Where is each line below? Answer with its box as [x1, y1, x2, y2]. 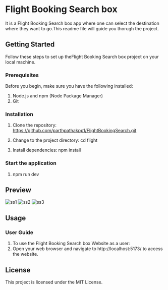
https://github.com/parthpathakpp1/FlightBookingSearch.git [12, 128, 137, 134]
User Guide [5, 228, 34, 236]
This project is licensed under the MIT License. [5, 279, 103, 285]
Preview [5, 186, 32, 195]
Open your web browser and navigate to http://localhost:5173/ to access [12, 246, 163, 252]
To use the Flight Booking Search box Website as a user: [12, 241, 130, 247]
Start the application [5, 160, 57, 167]
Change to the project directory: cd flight [12, 137, 98, 143]
